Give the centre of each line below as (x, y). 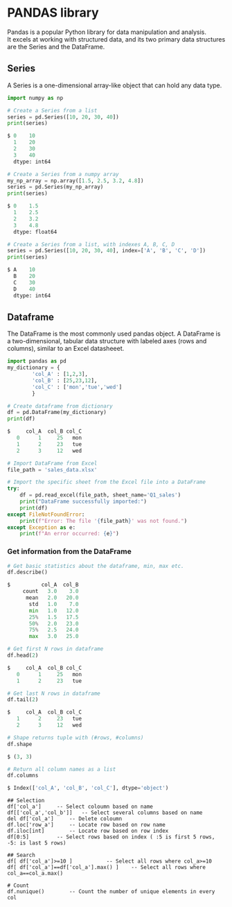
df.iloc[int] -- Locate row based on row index (88, 831)
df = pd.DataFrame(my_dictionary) (57, 413)
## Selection (26, 801)
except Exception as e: (42, 527)
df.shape (20, 744)
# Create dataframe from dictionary (60, 406)
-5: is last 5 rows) (37, 843)
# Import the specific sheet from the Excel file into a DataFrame (107, 482)
